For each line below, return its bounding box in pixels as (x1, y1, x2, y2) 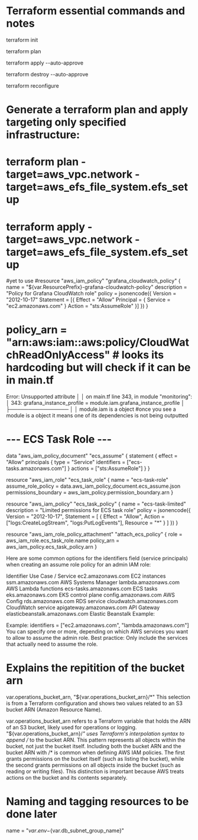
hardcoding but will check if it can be (6, 361, 191, 374)
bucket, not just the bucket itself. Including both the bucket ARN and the (6, 743, 181, 750)
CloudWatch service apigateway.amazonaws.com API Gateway (6, 604, 160, 611)
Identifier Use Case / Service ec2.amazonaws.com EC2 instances (6, 572, 166, 580)
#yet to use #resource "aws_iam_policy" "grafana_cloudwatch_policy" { (6, 277, 181, 285)
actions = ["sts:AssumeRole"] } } (71, 465, 151, 472)
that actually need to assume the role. (6, 641, 98, 648)
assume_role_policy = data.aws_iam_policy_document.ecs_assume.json (6, 482, 181, 490)
